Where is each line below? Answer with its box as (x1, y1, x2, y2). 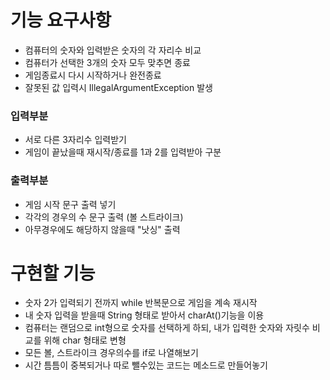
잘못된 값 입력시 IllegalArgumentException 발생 (24, 81, 213, 93)
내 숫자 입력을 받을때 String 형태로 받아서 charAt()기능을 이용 (24, 309, 265, 321)
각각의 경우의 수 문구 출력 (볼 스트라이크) (24, 211, 184, 223)
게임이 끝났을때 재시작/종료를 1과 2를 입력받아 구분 (24, 146, 222, 158)
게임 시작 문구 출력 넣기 (24, 198, 117, 210)
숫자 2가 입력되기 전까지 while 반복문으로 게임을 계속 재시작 (24, 297, 258, 309)
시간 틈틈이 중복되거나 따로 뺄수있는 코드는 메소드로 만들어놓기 (24, 359, 268, 371)
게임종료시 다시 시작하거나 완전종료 (24, 69, 162, 81)
